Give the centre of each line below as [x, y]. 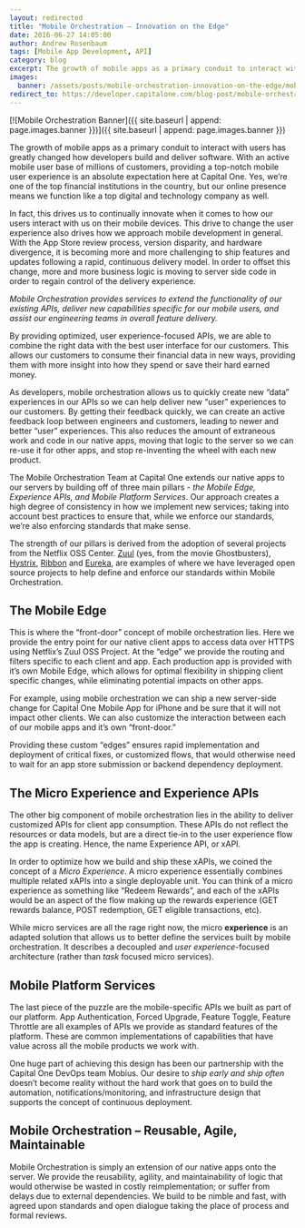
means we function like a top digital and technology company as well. [139, 196]
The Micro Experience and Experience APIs [134, 793]
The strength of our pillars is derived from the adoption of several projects [148, 543]
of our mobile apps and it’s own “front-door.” [93, 727]
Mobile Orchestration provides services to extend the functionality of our [146, 299]
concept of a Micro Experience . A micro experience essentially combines [146, 871]
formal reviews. [39, 1215]
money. [24, 374]
